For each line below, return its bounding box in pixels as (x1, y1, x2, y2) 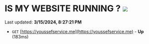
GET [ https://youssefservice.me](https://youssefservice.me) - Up (11, 28, 144, 34)
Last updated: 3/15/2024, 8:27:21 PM (4, 19, 82, 25)
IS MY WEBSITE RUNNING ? (4, 3, 121, 14)
